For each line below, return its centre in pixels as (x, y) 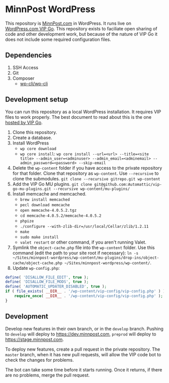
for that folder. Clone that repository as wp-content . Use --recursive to (86, 173)
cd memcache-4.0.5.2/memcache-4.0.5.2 (61, 216)
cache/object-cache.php (37, 263)
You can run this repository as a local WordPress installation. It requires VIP (83, 112)
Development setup (37, 100)
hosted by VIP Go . (24, 122)
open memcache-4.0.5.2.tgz (48, 210)
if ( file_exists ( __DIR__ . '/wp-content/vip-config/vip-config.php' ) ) (85, 292)
